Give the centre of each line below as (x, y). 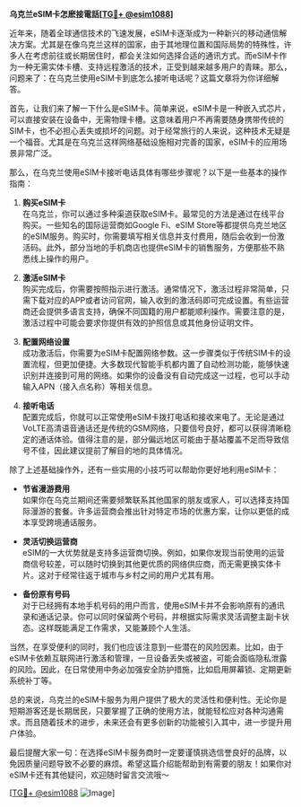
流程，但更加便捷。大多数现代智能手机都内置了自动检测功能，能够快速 (159, 364)
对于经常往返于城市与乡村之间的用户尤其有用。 (133, 575)
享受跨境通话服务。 (65, 522)
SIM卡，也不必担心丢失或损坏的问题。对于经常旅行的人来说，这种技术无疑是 (150, 131)
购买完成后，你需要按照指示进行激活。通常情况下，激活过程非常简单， (152, 289)
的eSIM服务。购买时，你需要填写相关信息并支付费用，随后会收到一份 (150, 236)
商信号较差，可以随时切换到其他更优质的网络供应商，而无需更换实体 (148, 564)
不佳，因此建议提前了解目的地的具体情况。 (109, 451)
